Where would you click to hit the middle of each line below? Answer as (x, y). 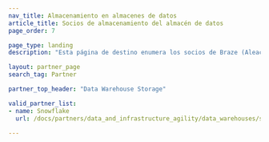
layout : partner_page (44, 67)
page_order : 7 (32, 30)
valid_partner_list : (43, 103)
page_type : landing (41, 45)
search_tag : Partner (43, 75)
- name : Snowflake (39, 111)
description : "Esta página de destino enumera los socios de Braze (123, 53)
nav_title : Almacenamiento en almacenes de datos (93, 16)
